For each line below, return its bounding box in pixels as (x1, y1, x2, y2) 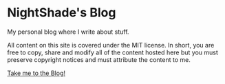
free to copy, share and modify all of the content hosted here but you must (7, 48, 219, 56)
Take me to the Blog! (7, 69, 65, 77)
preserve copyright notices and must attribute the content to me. (7, 55, 191, 63)
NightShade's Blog (7, 5, 116, 21)
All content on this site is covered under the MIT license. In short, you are (7, 41, 215, 49)
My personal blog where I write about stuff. (7, 28, 129, 36)
